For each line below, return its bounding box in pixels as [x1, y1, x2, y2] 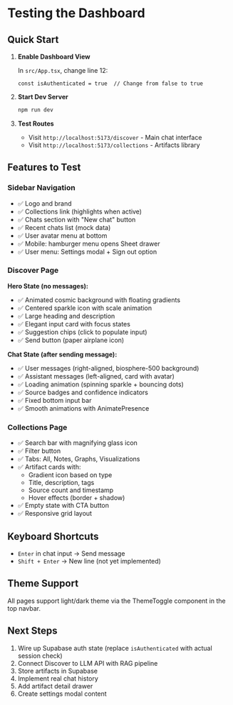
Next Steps [7, 625, 58, 637]
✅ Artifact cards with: [17, 463, 81, 471]
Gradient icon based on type [28, 471, 113, 479]
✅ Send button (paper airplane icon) [17, 336, 125, 344]
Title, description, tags [28, 479, 95, 487]
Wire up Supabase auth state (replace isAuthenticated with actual [17, 644, 212, 652]
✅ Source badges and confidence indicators [17, 388, 148, 396]
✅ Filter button [17, 446, 61, 455]
